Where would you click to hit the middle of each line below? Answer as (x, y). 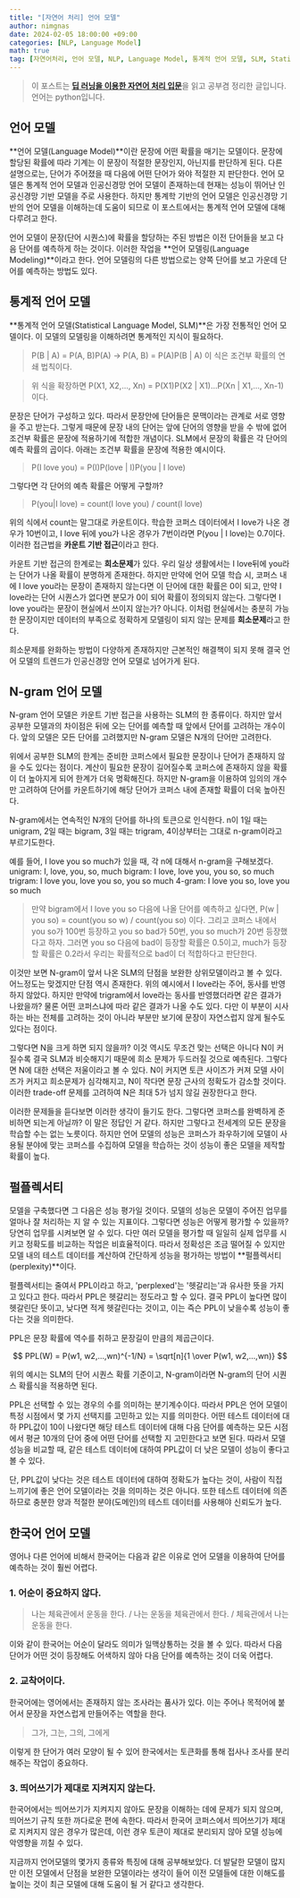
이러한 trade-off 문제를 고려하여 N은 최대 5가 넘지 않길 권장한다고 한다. (133, 1092)
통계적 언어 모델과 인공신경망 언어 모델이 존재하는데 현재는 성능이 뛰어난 (151, 184)
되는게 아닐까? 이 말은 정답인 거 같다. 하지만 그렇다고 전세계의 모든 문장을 (160, 1123)
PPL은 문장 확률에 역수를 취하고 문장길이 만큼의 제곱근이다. (112, 1338)
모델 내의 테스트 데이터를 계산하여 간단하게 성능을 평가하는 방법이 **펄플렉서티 (146, 1255)
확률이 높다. (30, 1157)
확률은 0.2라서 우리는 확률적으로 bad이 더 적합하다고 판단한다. (149, 953)
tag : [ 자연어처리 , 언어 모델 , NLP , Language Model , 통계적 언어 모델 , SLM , (138, 59)
